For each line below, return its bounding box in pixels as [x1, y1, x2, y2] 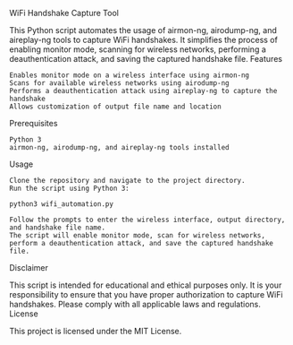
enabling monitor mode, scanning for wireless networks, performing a [9, 44, 266, 55]
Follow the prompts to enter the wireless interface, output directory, [9, 215, 286, 224]
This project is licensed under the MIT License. [9, 326, 182, 336]
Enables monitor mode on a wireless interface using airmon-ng [9, 71, 250, 80]
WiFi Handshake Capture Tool [9, 8, 119, 18]
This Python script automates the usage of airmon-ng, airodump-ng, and [9, 25, 277, 35]
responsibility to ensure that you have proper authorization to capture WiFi [9, 289, 283, 299]
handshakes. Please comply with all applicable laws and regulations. [9, 299, 262, 309]
